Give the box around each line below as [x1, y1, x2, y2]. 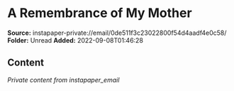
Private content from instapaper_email [7, 75, 120, 84]
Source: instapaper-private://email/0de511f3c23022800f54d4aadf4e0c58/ [7, 28, 227, 37]
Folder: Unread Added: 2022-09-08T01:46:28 [7, 36, 144, 44]
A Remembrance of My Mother [7, 5, 193, 21]
